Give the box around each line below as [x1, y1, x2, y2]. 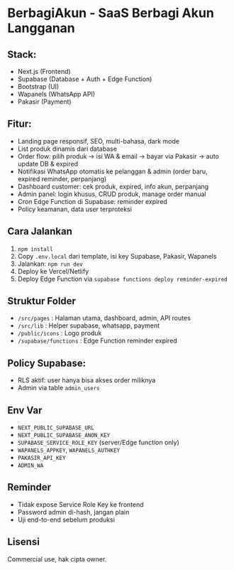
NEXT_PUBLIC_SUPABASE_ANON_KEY [17, 432, 111, 439]
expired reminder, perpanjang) [17, 174, 107, 183]
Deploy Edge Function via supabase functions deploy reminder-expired [17, 274, 228, 283]
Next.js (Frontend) [17, 68, 71, 75]
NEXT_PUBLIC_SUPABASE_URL [17, 424, 94, 431]
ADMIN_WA [17, 462, 44, 470]
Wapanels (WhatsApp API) [17, 90, 96, 98]
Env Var [7, 404, 43, 416]
